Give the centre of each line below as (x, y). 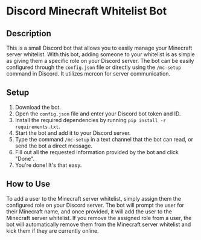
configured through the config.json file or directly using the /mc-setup (94, 67)
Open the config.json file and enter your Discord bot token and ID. (98, 114)
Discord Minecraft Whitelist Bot (87, 11)
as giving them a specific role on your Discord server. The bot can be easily (100, 61)
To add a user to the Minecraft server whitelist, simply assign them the (94, 198)
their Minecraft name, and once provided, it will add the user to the (89, 211)
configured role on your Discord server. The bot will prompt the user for (95, 205)
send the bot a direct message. (53, 146)
